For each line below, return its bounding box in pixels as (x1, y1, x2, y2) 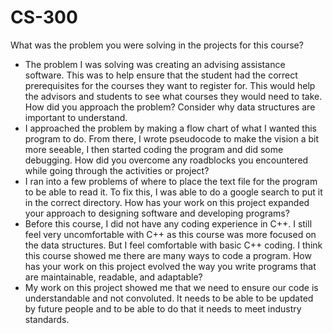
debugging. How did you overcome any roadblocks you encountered (24, 154, 309, 166)
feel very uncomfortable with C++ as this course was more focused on (24, 228, 317, 240)
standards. (24, 313, 70, 325)
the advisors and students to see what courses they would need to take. (24, 90, 323, 102)
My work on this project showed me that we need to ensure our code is (24, 281, 319, 293)
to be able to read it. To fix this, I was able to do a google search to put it (24, 186, 323, 198)
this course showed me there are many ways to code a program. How (24, 249, 312, 261)
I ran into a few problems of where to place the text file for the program (24, 175, 318, 187)
